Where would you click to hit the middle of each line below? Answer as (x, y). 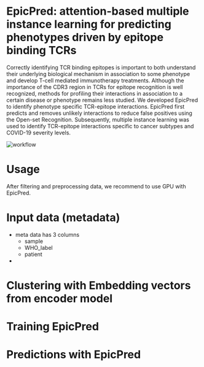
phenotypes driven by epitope (85, 37)
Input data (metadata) (63, 218)
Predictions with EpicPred (74, 355)
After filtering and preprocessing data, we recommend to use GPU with (96, 186)
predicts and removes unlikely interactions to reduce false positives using (99, 113)
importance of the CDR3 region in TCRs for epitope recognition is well (95, 87)
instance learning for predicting (89, 24)
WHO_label (39, 247)
